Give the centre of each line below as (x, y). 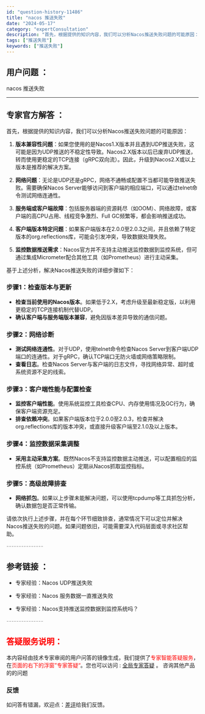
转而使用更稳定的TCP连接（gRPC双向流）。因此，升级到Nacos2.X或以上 (105, 159)
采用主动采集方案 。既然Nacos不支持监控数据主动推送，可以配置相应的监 (106, 458)
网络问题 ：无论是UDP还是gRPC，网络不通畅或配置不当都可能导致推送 (103, 180)
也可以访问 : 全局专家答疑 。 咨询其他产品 (143, 665)
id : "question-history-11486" (45, 12)
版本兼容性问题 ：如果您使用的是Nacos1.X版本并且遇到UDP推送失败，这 (105, 144)
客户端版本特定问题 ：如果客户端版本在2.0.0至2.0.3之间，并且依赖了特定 (105, 229)
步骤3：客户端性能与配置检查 (49, 389)
